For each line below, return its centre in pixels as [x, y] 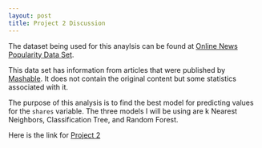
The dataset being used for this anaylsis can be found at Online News [123, 46]
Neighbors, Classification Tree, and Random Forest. [93, 119]
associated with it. [38, 87]
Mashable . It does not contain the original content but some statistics [122, 78]
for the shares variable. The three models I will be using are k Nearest [123, 111]
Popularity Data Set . [41, 54]
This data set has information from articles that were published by [117, 70]
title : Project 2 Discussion [57, 23]
